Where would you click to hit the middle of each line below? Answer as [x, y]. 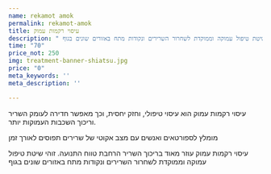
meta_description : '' [45, 83]
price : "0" [27, 68]
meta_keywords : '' [39, 76]
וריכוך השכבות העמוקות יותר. [52, 122]
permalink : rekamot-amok [50, 23]
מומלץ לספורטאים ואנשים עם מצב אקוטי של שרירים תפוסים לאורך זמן [113, 137]
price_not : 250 [34, 53]
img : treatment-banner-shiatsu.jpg [68, 61]
